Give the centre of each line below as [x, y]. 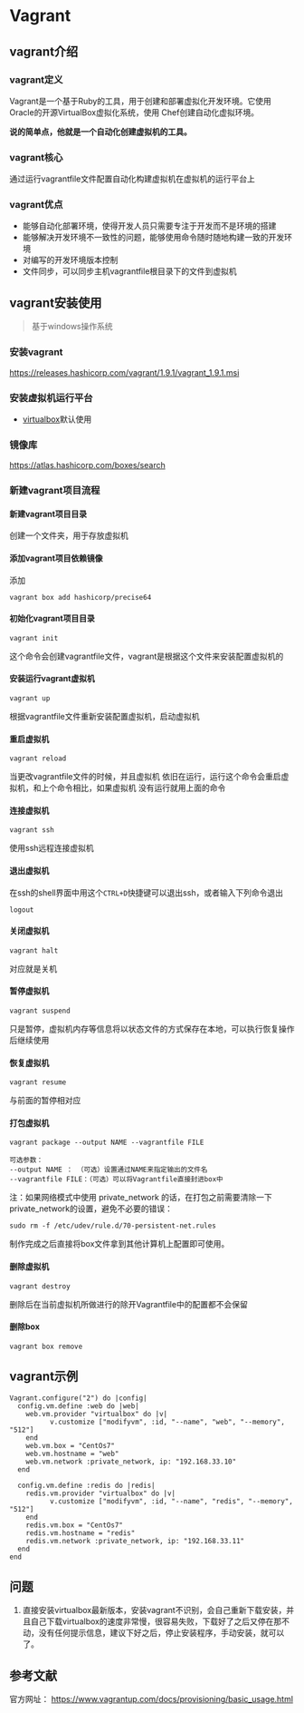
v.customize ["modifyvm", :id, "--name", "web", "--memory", [167, 1422]
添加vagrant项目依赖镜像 [56, 558]
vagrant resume [38, 1082]
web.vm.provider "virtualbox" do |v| [97, 1414]
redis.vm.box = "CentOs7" [75, 1525]
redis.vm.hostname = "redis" [81, 1533]
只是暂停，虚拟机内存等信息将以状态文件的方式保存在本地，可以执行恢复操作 [152, 1028]
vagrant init [34, 638]
